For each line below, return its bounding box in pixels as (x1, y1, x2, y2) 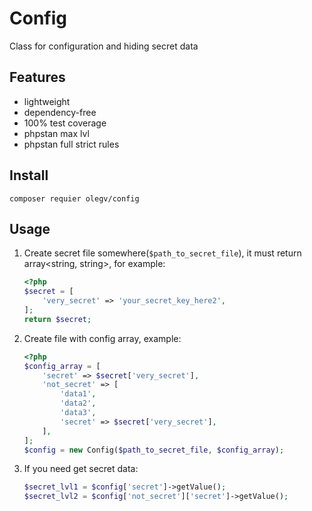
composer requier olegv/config (9, 193, 140, 204)
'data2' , (60, 398, 97, 409)
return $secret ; (23, 314, 92, 324)
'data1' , (60, 389, 97, 399)
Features (9, 69, 66, 86)
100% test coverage (23, 117, 107, 129)
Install (9, 167, 49, 184)
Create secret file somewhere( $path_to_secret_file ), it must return (23, 247, 302, 259)
